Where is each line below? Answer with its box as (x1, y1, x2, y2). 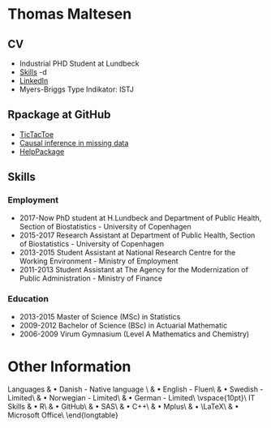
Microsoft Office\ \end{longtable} (7, 410, 118, 420)
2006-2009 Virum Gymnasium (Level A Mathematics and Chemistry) (19, 329, 250, 339)
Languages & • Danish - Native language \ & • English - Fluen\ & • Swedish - (7, 384, 264, 394)
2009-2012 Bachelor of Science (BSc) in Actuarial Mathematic (19, 320, 228, 330)
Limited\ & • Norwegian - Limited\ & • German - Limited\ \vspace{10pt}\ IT (7, 392, 256, 402)
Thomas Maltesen (7, 5, 132, 24)
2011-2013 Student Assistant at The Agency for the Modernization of (19, 264, 249, 274)
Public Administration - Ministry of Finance (19, 273, 163, 283)
